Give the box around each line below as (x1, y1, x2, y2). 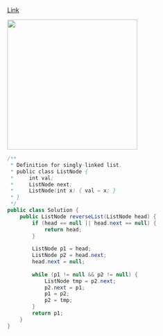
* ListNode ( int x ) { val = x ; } (10, 187, 117, 195)
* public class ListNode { (10, 168, 89, 175)
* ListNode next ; (10, 181, 73, 188)
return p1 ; (32, 310, 64, 317)
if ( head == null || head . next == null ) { (32, 220, 157, 227)
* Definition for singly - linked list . (10, 161, 123, 168)
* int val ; (10, 175, 54, 182)
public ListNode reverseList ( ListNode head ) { (19, 213, 157, 220)
